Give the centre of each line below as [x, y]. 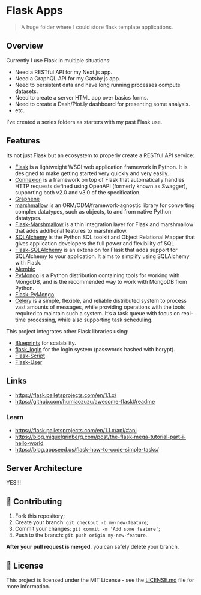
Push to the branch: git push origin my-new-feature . [81, 535]
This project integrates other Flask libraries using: [67, 331]
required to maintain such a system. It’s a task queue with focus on [97, 313]
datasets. [26, 91]
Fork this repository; [40, 516]
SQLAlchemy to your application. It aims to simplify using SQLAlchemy [102, 256]
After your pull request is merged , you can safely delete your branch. [93, 547]
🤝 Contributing [34, 501]
